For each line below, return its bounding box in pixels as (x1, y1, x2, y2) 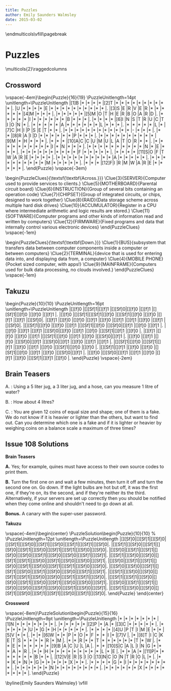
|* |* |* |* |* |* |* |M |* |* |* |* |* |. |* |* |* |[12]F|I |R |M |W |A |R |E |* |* (5, 160, 163, 166)
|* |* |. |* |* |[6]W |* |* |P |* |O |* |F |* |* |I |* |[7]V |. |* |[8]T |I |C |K (15, 632, 163, 638)
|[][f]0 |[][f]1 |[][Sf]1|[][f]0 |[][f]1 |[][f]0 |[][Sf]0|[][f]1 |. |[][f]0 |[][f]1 (14, 333, 153, 339)
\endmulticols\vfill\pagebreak (5, 31, 67, 37)
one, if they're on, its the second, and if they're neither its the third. (5, 490, 146, 496)
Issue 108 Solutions (5, 440, 69, 449)
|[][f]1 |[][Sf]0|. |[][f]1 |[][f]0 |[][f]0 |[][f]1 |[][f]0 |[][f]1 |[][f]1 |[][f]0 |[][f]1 (13, 317, 163, 323)
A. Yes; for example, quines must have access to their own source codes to (5, 463, 164, 469)
